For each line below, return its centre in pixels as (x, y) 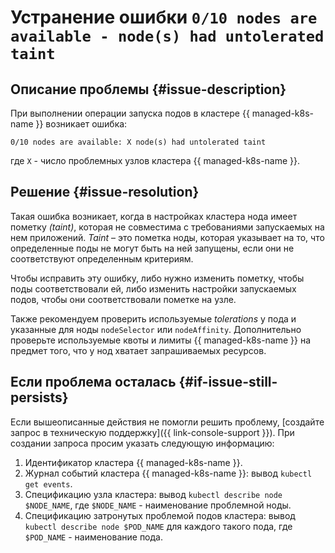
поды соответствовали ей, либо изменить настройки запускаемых (153, 288)
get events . (48, 483)
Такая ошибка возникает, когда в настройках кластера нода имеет (154, 216)
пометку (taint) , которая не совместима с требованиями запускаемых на (167, 227)
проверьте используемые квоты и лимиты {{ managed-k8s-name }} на (161, 340)
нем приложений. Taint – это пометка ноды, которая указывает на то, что (167, 237)
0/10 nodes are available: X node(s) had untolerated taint (138, 142)
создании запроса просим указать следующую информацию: (142, 443)
